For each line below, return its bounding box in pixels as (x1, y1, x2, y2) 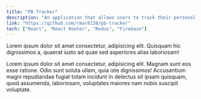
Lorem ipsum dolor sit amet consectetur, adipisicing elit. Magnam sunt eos (6, 60, 191, 68)
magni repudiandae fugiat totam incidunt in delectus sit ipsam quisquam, (6, 73, 187, 80)
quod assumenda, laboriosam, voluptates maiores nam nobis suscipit (6, 80, 179, 87)
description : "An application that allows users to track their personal (6, 14, 196, 21)
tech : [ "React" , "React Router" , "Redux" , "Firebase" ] (6, 25, 147, 32)
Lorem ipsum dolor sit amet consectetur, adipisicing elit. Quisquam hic (6, 42, 181, 49)
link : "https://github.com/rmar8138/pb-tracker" (6, 20, 131, 26)
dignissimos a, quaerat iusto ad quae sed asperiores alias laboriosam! (6, 49, 180, 56)
